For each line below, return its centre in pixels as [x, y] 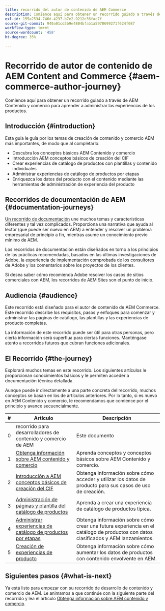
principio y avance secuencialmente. [42, 406]
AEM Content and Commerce [66, 76]
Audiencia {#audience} [41, 295]
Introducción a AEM [38, 476]
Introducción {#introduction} [50, 126]
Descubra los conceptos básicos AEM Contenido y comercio [74, 153]
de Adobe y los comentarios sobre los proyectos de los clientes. [70, 265]
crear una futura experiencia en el [115, 526]
